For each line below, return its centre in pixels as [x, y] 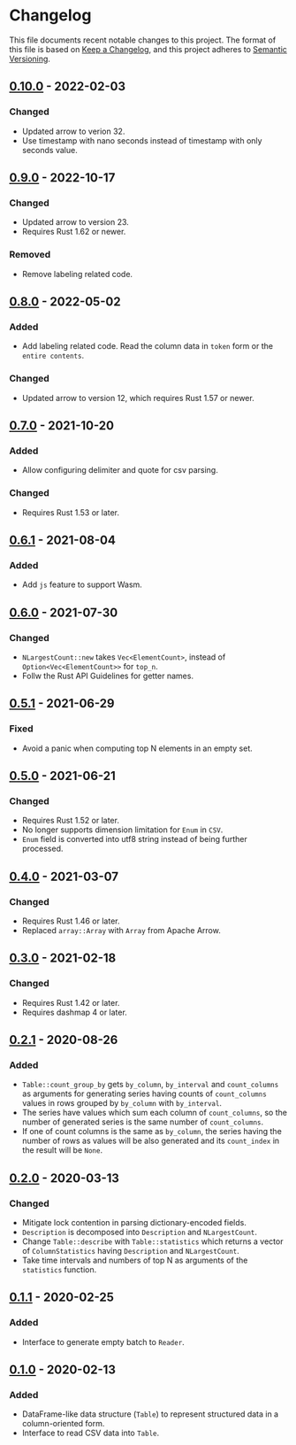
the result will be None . [62, 1150]
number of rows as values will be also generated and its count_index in [151, 1141]
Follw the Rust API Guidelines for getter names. [108, 676]
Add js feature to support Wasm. [82, 584]
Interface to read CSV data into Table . [91, 1433]
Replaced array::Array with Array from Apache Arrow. [121, 931]
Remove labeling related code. [77, 274]
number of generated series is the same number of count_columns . [143, 1122]
